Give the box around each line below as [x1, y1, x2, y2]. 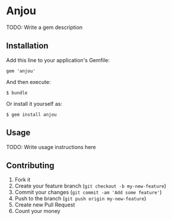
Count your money [14, 208, 60, 215]
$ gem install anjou [6, 111, 58, 118]
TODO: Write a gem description [6, 24, 83, 31]
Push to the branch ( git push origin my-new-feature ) [14, 195, 146, 202]
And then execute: [6, 78, 51, 85]
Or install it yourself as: [6, 100, 62, 107]
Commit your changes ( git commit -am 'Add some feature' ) [14, 189, 162, 196]
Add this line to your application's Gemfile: [6, 56, 110, 63]
